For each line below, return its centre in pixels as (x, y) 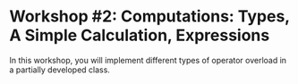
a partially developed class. (60, 70)
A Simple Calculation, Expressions (140, 35)
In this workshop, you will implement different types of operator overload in (148, 60)
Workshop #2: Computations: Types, (149, 17)
